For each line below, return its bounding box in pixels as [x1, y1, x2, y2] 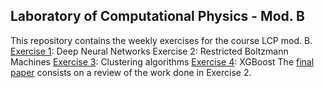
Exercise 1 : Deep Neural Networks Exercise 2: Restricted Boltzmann [10, 45, 289, 57]
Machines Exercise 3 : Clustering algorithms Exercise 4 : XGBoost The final [10, 55, 315, 68]
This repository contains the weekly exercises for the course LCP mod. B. [10, 34, 313, 46]
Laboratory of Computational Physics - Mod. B [10, 8, 305, 25]
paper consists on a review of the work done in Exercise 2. [10, 66, 252, 78]
